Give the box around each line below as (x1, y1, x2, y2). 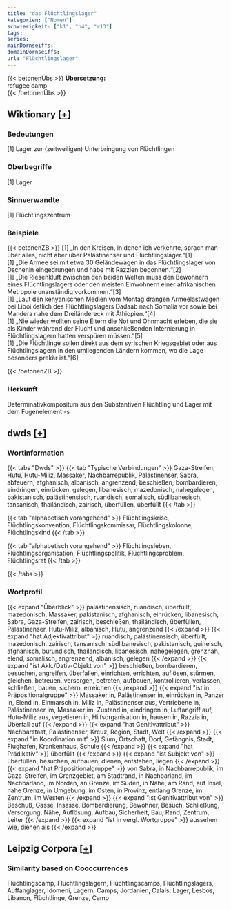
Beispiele (7, 228, 39, 237)
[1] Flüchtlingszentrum (7, 211, 71, 219)
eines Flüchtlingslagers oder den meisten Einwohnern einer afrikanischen (7, 280, 216, 289)
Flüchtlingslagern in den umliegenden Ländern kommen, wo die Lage (7, 346, 203, 355)
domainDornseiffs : (7, 49, 60, 56)
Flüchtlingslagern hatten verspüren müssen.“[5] (7, 332, 143, 340)
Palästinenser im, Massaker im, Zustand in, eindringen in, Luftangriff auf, (7, 705, 213, 714)
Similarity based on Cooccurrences (7, 863, 128, 873)
